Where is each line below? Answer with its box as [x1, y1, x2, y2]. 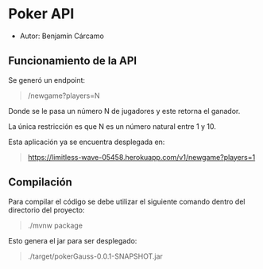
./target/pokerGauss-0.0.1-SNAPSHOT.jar [27, 251, 163, 261]
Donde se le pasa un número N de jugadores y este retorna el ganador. [8, 106, 241, 115]
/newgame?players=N [27, 91, 101, 100]
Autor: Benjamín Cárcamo [19, 31, 105, 41]
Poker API [8, 5, 75, 23]
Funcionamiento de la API [8, 54, 137, 68]
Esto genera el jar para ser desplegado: [8, 236, 137, 245]
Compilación [8, 176, 73, 189]
